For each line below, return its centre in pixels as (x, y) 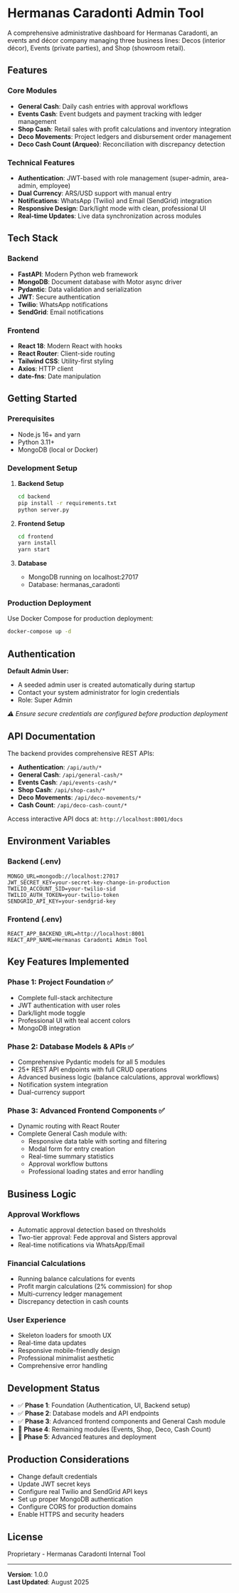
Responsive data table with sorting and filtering (97, 1141)
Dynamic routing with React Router (69, 1126)
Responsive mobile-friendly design (69, 1351)
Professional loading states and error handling (96, 1172)
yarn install (37, 543)
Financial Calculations (47, 1263)
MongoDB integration (49, 1028)
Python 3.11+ (36, 442)
